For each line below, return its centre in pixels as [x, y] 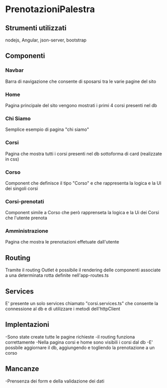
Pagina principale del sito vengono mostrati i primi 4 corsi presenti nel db [81, 105]
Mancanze [22, 369]
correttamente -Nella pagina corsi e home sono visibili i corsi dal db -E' [79, 342]
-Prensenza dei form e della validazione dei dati [55, 381]
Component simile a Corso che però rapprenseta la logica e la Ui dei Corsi [82, 213]
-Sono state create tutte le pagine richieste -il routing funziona [70, 336]
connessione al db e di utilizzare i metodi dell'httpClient [63, 309]
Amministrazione [27, 231]
